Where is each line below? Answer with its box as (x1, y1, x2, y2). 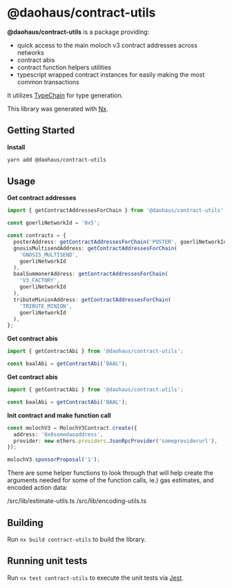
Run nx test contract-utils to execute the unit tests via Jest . (7, 573, 184, 582)
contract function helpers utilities (17, 63, 112, 71)
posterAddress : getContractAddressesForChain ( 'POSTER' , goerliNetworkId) (13, 238, 230, 246)
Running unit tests (7, 555, 88, 567)
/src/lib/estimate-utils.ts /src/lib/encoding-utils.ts (7, 497, 147, 505)
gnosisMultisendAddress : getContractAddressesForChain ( (13, 245, 177, 252)
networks (17, 48, 45, 57)
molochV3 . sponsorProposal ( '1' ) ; (7, 456, 100, 464)
